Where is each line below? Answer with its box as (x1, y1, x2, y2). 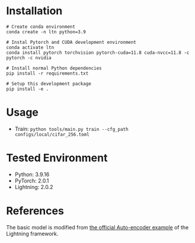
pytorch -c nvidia (6, 55, 52, 60)
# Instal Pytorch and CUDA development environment (6, 39, 136, 45)
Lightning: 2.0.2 (14, 183, 53, 190)
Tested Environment (6, 151, 108, 165)
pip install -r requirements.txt (6, 70, 89, 76)
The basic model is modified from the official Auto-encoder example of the (6, 223, 189, 231)
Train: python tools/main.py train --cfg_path (14, 125, 129, 132)
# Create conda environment (6, 24, 76, 30)
